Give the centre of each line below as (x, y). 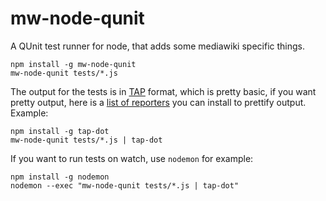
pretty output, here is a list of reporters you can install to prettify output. (158, 102)
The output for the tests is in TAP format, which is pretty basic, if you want (163, 91)
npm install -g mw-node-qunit (73, 64)
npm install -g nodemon (60, 177)
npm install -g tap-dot (60, 131)
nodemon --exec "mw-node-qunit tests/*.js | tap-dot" (125, 185)
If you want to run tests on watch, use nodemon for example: (132, 158)
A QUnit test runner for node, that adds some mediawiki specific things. (157, 46)
